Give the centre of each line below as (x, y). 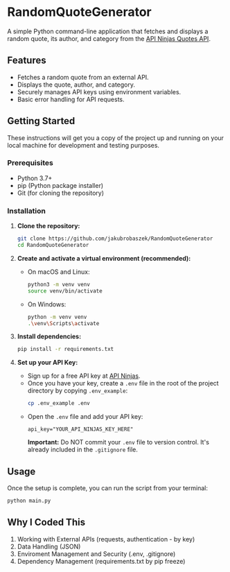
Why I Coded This (46, 522)
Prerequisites (30, 163)
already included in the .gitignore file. (83, 450)
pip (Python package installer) (60, 185)
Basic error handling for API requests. (71, 99)
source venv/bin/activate (65, 291)
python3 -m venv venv (59, 284)
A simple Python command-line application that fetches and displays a (108, 31)
